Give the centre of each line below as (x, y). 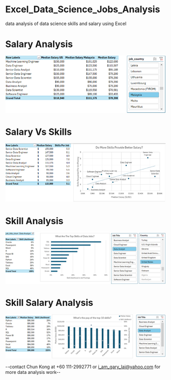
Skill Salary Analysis (49, 303)
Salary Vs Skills (39, 132)
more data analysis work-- (33, 372)
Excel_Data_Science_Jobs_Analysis (83, 9)
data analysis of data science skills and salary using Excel (66, 23)
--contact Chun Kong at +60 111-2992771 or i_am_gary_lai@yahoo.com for (83, 367)
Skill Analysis (34, 221)
